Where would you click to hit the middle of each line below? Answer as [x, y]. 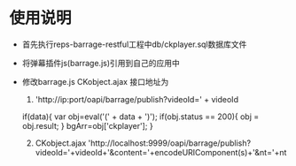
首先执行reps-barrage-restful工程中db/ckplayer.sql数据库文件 [134, 44]
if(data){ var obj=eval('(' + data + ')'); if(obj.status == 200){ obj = [140, 117]
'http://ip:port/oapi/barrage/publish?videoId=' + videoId [137, 99]
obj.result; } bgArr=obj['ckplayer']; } [87, 125]
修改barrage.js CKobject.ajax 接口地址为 [95, 81]
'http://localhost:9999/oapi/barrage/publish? [169, 143]
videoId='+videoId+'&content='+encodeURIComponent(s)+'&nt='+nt [161, 152]
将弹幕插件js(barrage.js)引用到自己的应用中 [101, 63]
